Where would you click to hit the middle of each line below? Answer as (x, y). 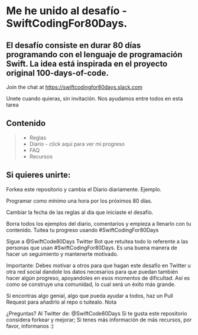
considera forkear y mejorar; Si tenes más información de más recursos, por (99, 320)
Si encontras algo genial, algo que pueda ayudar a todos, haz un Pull (90, 295)
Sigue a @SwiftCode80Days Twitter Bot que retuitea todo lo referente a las (97, 241)
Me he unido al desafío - (66, 11)
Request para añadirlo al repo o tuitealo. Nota (61, 302)
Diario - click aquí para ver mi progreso (77, 144)
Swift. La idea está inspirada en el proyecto (87, 64)
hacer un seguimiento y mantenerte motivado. (62, 254)
